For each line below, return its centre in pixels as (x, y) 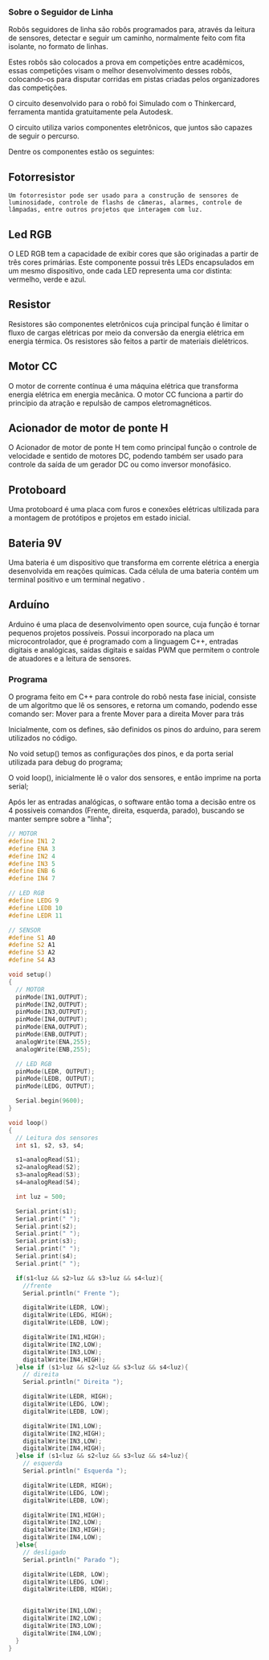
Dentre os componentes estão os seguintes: (82, 152)
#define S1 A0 (32, 937)
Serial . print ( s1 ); (47, 1211)
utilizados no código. (43, 738)
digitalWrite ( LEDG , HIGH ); (68, 1315)
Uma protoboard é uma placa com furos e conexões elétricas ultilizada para (134, 509)
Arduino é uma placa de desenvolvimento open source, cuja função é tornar (134, 624)
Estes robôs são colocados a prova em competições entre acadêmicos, (126, 62)
